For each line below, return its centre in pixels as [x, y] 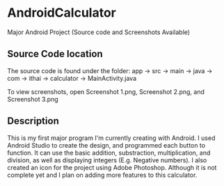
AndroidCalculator [62, 13]
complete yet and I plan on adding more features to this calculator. [102, 175]
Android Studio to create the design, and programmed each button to [106, 145]
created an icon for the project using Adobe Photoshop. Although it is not [112, 167]
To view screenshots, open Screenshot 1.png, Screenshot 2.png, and [106, 91]
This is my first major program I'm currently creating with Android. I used [111, 138]
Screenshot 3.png [33, 99]
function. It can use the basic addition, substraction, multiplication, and [109, 153]
